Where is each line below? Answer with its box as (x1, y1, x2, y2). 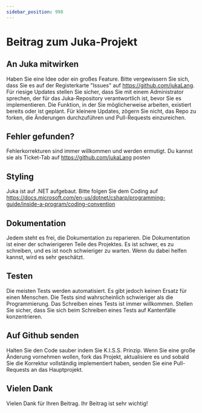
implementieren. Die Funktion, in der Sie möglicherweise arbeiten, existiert (6, 101, 192, 108)
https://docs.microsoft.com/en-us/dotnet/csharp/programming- (6, 194, 166, 201)
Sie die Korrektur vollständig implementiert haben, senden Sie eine (6, 359, 172, 367)
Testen (6, 271, 33, 281)
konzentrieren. (6, 313, 43, 320)
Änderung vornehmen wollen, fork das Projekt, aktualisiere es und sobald (6, 353, 189, 360)
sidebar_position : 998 (6, 8, 64, 15)
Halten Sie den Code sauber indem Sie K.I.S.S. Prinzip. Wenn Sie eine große (6, 346, 195, 354)
